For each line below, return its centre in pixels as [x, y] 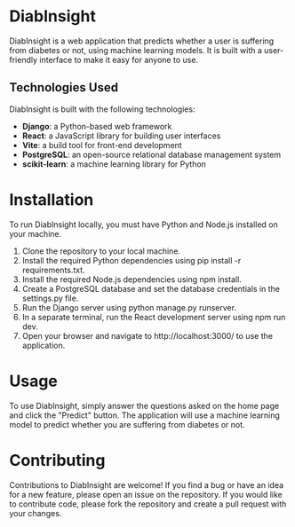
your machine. [36, 233]
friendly [24, 59]
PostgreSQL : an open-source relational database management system [151, 154]
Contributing [57, 460]
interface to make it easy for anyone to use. [119, 59]
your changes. [36, 513]
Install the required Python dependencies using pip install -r [132, 260]
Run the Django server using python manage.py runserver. [129, 307]
